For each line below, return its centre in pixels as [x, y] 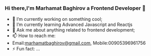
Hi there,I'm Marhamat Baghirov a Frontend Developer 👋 [75, 8]
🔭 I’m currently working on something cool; [57, 19]
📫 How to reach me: [34, 36]
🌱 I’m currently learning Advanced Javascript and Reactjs [72, 24]
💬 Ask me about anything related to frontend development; [73, 30]
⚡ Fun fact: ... [26, 49]
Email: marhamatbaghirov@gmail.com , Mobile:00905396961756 [79, 43]
